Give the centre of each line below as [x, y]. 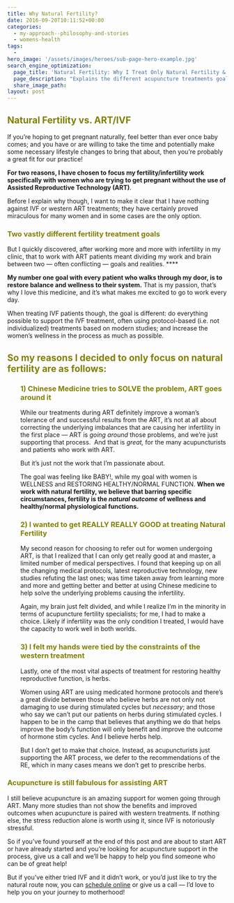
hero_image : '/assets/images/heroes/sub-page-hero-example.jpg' [102, 59]
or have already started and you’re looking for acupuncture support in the [112, 848]
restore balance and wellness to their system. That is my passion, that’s [112, 285]
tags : [15, 46]
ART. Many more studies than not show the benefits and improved [102, 805]
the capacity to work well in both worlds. [79, 629]
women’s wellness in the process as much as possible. [86, 335]
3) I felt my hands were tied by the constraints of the [110, 647]
